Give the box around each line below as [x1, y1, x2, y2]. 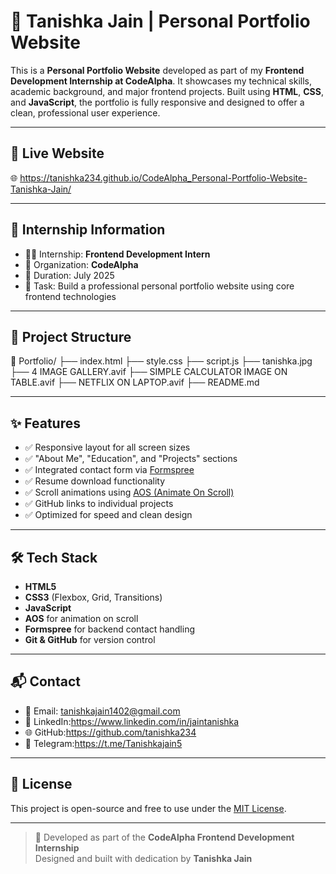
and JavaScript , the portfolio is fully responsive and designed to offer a [10, 96, 305, 108]
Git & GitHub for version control [24, 634, 156, 645]
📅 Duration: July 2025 [24, 269, 115, 281]
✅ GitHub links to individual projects [24, 498, 174, 510]
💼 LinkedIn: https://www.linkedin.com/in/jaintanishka [24, 715, 240, 727]
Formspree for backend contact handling [24, 623, 195, 635]
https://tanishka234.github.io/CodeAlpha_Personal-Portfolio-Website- [19, 171, 308, 184]
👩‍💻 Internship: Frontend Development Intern [24, 248, 211, 260]
